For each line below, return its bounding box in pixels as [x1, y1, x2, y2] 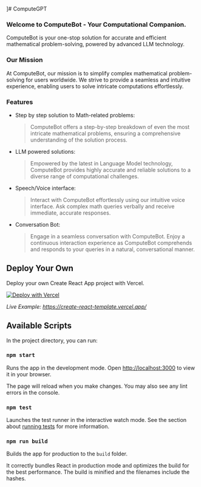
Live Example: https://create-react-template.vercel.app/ [6, 303, 147, 310]
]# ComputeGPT [6, 5, 47, 12]
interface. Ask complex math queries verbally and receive [30, 202, 175, 210]
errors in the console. [6, 389, 60, 396]
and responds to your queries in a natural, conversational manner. [30, 246, 196, 253]
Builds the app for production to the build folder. [6, 450, 128, 458]
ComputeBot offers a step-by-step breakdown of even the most [30, 123, 190, 130]
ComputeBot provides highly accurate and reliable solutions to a [30, 166, 191, 173]
